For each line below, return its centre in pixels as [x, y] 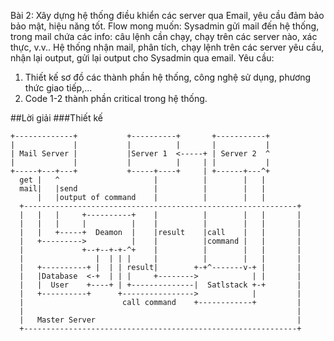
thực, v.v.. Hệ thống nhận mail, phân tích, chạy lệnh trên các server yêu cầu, [167, 47]
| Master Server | [160, 320]
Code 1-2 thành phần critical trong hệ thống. [116, 98]
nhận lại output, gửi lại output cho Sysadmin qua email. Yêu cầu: [142, 58]
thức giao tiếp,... [58, 88]
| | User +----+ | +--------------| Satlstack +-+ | [160, 285]
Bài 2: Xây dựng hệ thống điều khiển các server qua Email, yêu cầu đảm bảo [167, 15]
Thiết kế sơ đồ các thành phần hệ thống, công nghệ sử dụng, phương [168, 77]
